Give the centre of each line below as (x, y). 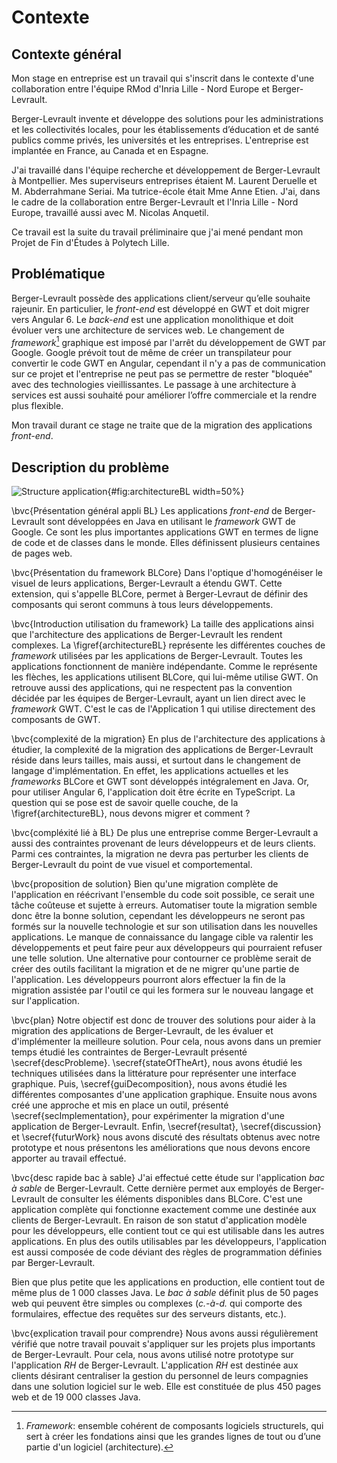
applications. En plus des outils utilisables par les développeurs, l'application (169, 1242)
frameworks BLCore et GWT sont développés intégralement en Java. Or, (160, 782)
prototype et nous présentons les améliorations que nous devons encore (161, 1148)
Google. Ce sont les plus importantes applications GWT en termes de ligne (165, 532)
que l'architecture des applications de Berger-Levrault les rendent (147, 635)
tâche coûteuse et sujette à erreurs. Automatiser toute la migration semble (164, 905)
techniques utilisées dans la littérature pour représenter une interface (154, 1073)
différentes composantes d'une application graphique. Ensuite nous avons (164, 1095)
